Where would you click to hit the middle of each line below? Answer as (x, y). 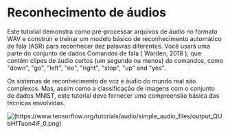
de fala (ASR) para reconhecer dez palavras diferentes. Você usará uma (109, 46)
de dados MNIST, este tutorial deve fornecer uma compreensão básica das (113, 95)
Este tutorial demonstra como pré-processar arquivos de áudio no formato (112, 31)
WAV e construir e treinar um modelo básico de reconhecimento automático (114, 38)
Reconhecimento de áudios (87, 13)
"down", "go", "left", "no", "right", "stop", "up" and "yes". (87, 68)
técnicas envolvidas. (36, 103)
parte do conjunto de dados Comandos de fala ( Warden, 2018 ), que (104, 53)
